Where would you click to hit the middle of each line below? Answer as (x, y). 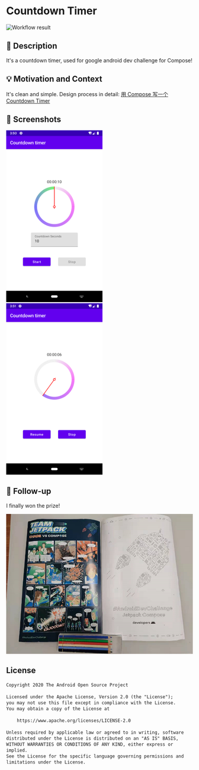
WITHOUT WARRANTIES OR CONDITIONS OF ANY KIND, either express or (90, 744)
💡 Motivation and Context (54, 79)
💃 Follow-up (29, 491)
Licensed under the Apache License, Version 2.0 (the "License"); (90, 697)
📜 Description (32, 46)
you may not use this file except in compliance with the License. (91, 703)
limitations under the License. (46, 762)
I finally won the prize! (33, 505)
